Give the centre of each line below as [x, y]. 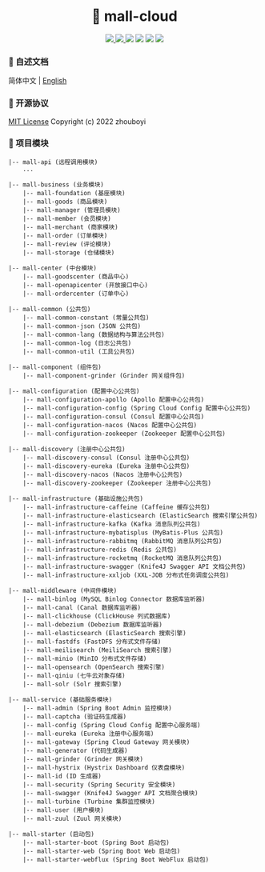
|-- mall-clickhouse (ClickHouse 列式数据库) [97, 616]
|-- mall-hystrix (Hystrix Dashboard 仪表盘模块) [104, 767]
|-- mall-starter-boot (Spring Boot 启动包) [96, 842]
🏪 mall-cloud [135, 16]
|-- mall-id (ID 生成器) [62, 776]
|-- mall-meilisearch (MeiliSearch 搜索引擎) [97, 650]
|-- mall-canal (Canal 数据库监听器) [82, 607]
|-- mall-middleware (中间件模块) [63, 590]
